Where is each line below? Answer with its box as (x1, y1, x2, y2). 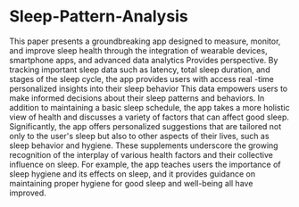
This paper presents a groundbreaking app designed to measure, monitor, (9, 36, 281, 46)
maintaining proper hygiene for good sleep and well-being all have (9, 178, 253, 188)
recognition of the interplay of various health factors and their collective (9, 149, 274, 160)
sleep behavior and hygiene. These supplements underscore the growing (9, 140, 278, 151)
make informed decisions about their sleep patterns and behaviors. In (9, 92, 265, 103)
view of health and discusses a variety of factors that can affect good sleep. (9, 112, 290, 122)
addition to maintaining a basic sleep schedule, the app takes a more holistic (9, 102, 290, 112)
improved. (9, 187, 46, 198)
